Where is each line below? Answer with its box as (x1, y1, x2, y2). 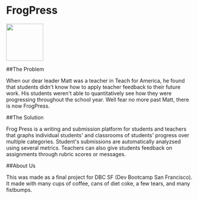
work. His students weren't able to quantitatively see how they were (6, 90, 172, 97)
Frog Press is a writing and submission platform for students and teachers (6, 125, 187, 132)
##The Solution (6, 113, 44, 121)
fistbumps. (6, 186, 33, 193)
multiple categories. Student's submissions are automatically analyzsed (6, 138, 181, 145)
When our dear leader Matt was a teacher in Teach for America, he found (6, 77, 185, 84)
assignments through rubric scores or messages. (6, 150, 126, 157)
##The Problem (6, 65, 44, 72)
